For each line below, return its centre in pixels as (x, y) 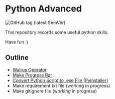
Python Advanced (43, 9)
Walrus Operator (29, 69)
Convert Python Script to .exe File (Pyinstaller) (60, 80)
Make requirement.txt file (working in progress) (61, 85)
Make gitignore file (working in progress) (54, 91)
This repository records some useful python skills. (57, 32)
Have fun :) (17, 42)
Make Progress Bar (32, 75)
